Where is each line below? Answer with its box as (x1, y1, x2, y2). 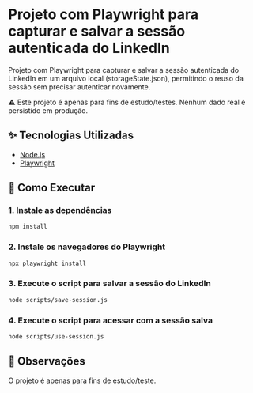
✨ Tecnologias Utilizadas (8, 129, 134, 142)
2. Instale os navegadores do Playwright (8, 241, 166, 252)
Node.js (19, 149, 46, 159)
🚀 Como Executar (8, 181, 96, 195)
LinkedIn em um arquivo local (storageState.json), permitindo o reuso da (8, 74, 244, 83)
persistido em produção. (8, 105, 89, 115)
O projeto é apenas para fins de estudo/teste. (8, 376, 157, 385)
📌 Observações (8, 354, 85, 368)
